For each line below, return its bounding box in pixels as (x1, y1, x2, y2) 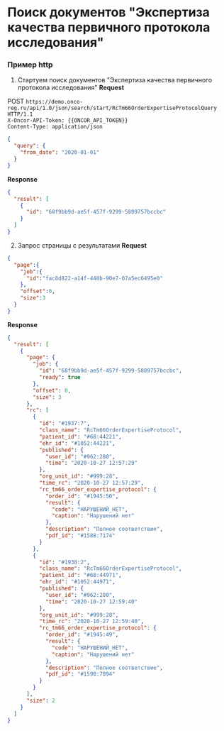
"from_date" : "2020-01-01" (20, 149, 100, 156)
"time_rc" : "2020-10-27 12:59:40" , (38, 618, 144, 625)
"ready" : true (38, 374, 81, 381)
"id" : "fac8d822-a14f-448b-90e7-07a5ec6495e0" (26, 275, 163, 282)
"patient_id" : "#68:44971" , (38, 572, 122, 579)
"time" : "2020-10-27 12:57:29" (45, 459, 138, 467)
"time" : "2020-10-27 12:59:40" (45, 598, 138, 605)
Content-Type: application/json (7, 123, 103, 131)
